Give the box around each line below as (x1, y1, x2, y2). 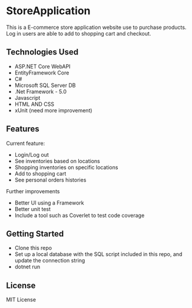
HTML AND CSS (14, 100, 55, 108)
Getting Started (6, 229, 64, 239)
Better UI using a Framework (14, 199, 84, 206)
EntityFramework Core (14, 69, 69, 76)
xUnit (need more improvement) (14, 106, 92, 114)
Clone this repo (14, 244, 52, 252)
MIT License (6, 296, 37, 303)
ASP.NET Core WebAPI (14, 63, 71, 70)
